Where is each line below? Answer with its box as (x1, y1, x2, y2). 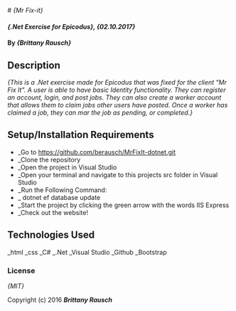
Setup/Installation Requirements (7, 129, 154, 141)
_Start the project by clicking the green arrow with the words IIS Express (17, 201, 230, 209)
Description (7, 59, 60, 71)
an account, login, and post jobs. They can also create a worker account (7, 93, 222, 102)
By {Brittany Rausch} (7, 38, 72, 47)
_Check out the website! (17, 208, 89, 216)
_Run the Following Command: (17, 185, 107, 194)
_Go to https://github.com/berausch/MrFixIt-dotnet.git (17, 147, 176, 156)
